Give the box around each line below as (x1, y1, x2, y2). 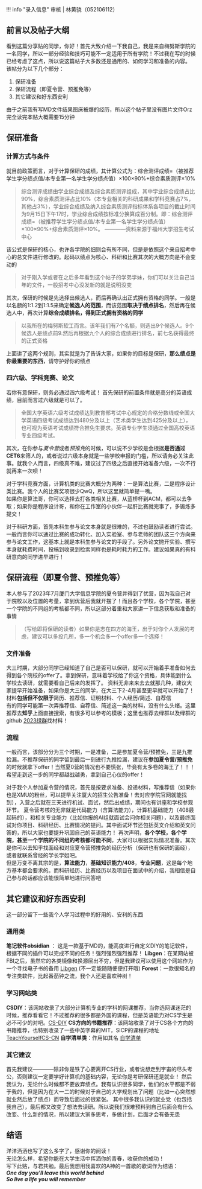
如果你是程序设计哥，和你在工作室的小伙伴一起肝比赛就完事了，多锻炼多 (16, 502, 196, 509)
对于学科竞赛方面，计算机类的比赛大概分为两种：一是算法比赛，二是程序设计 (6, 480, 196, 487)
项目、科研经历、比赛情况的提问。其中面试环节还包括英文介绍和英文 (22, 821, 191, 829)
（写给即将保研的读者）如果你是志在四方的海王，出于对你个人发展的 (20, 625, 190, 633)
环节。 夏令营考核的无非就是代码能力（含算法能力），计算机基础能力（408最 (6, 806, 194, 814)
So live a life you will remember (6, 1175, 86, 1182)
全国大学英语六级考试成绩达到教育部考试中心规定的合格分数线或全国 (20, 409, 190, 416)
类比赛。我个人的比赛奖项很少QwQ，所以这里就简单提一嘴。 (6, 487, 156, 494)
